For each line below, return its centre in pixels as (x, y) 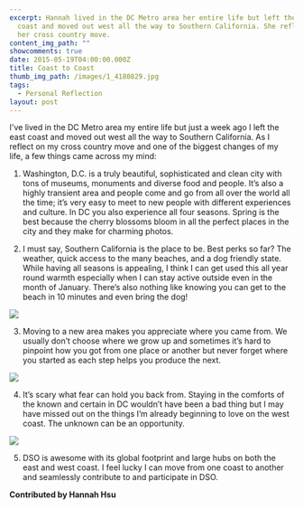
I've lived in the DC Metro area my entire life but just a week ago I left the (144, 127)
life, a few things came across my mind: (83, 156)
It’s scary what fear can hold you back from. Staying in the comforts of (153, 395)
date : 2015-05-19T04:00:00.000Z (70, 60)
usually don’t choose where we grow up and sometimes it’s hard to (147, 341)
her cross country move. (64, 34)
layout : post (34, 102)
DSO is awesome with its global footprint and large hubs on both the (149, 458)
